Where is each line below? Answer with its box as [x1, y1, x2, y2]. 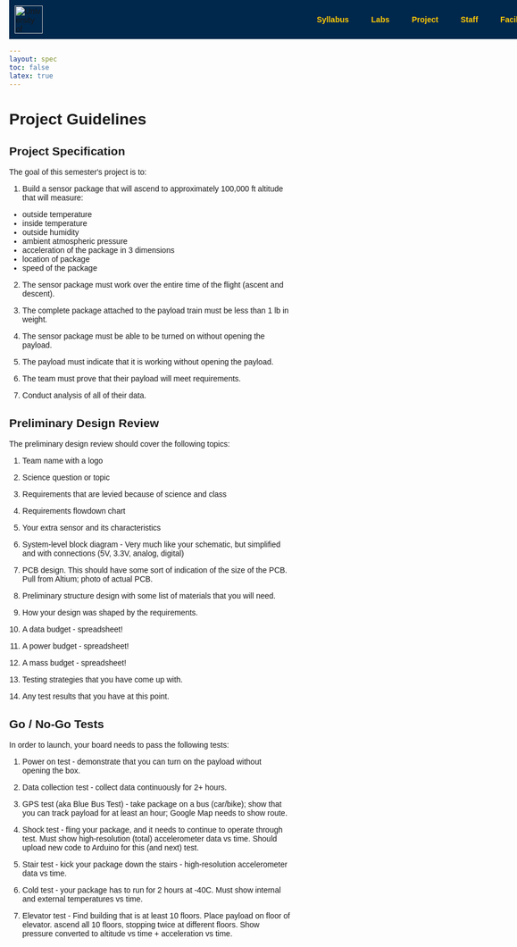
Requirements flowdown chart [21, 506, 126, 516]
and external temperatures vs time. [21, 894, 144, 904]
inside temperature [21, 219, 88, 229]
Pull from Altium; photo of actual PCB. [21, 574, 154, 584]
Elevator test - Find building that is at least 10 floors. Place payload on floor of [21, 911, 291, 920]
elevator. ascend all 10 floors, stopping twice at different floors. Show [21, 920, 260, 929]
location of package [21, 255, 90, 264]
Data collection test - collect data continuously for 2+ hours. [21, 783, 227, 792]
